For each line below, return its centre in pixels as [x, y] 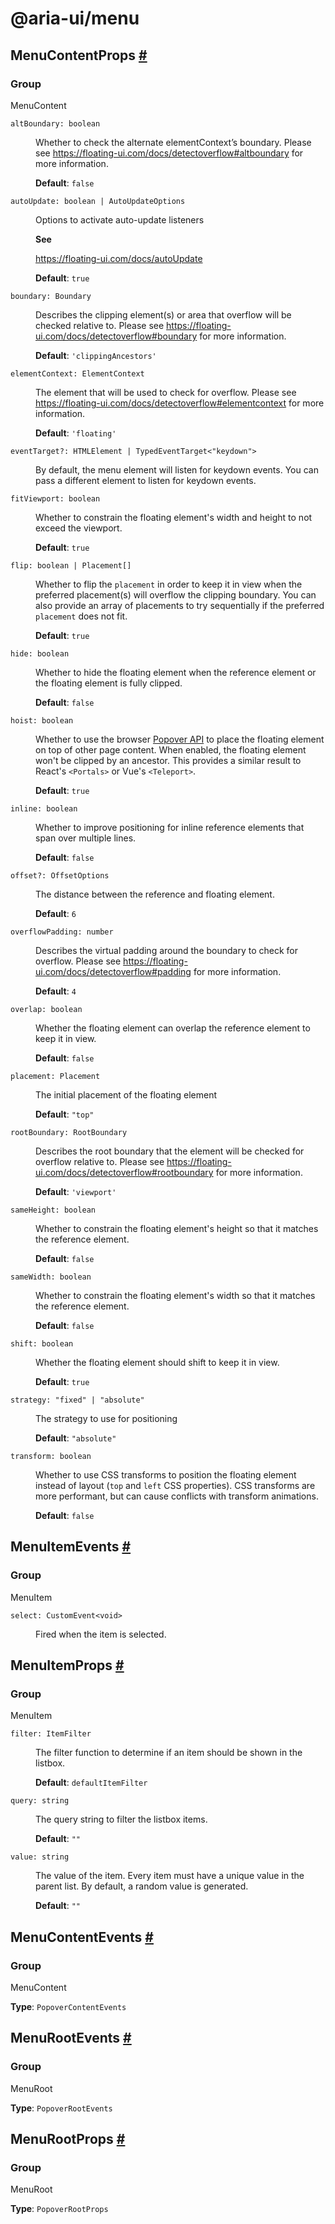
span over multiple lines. [86, 838]
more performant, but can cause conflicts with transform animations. [177, 1496]
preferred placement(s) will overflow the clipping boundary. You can [176, 594]
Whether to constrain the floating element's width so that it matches [175, 1295]
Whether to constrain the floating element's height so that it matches [177, 1228]
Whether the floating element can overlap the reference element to [173, 1028]
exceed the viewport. [79, 528]
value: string [40, 1857]
